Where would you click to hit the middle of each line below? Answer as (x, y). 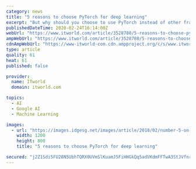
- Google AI (26, 109)
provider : (18, 77)
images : (15, 125)
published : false (27, 66)
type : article (23, 50)
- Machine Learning (35, 114)
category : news (24, 11)
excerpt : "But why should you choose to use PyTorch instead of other (94, 22)
